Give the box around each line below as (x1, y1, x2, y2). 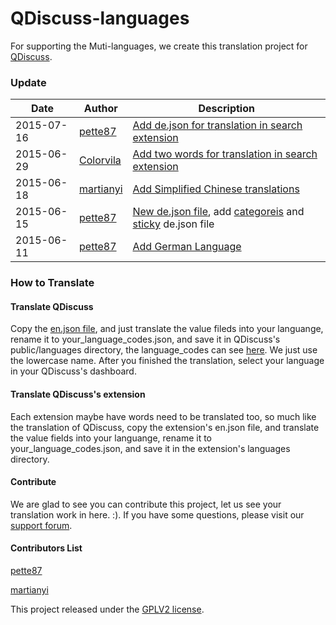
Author (83, 102, 118, 116)
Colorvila (79, 153, 122, 167)
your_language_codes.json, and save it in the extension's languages (10, 442, 291, 454)
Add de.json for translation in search (132, 118, 303, 132)
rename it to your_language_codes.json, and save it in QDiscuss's (10, 333, 281, 346)
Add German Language (132, 240, 242, 254)
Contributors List (10, 542, 83, 554)
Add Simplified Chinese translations (132, 182, 300, 196)
